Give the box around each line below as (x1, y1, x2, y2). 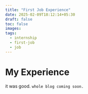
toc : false (5, 21, 28, 27)
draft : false (5, 17, 33, 22)
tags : (5, 31, 17, 36)
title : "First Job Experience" (5, 7, 71, 13)
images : (5, 26, 22, 31)
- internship (10, 36, 37, 41)
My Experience (5, 66, 69, 78)
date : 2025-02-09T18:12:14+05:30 (5, 12, 75, 17)
